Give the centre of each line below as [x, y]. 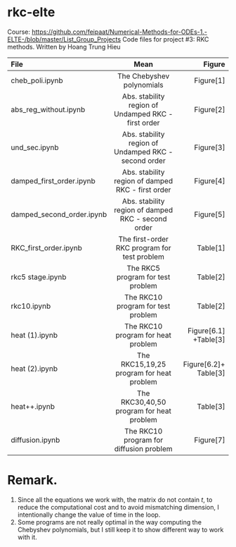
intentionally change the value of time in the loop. [89, 515]
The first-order [143, 239]
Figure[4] [210, 180]
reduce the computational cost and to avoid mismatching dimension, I [118, 507]
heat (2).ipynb [34, 369]
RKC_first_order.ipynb [47, 247]
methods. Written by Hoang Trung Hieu [64, 47]
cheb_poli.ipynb [37, 80]
